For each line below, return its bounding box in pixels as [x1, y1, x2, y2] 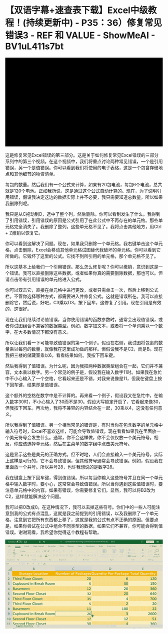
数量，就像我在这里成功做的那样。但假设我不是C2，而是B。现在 [31, 346, 163, 352]
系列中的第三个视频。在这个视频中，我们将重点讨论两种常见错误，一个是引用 [5, 159, 163, 165]
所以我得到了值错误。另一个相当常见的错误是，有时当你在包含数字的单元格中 [5, 422, 163, 428]
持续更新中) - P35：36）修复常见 [25, 17, 162, 29]
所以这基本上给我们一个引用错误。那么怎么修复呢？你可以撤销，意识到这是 [5, 264, 158, 270]
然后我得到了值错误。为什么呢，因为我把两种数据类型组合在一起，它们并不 [5, 363, 158, 369]
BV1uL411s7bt [5, 41, 64, 52]
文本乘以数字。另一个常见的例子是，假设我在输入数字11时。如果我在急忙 [13, 369, 162, 375]
